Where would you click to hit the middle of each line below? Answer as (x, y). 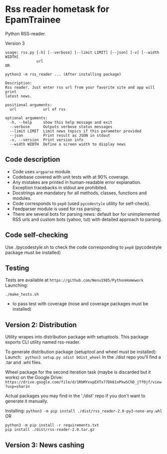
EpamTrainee (33, 20)
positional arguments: (29, 105)
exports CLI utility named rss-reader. (43, 342)
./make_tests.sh (22, 295)
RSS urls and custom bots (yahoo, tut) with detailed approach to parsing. (87, 219)
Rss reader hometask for (57, 9)
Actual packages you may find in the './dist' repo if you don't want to (75, 396)
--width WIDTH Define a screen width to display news (68, 144)
